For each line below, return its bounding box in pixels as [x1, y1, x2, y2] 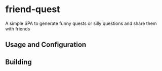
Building [5, 57, 32, 66]
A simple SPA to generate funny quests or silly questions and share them [5, 20, 157, 26]
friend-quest [5, 4, 60, 15]
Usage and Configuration [5, 41, 87, 49]
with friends [5, 25, 30, 31]
